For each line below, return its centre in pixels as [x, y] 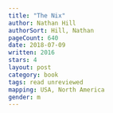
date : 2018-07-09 [37, 45]
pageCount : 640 [33, 38]
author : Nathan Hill [43, 23]
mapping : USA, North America [56, 90]
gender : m [25, 97]
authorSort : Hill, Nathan [51, 30]
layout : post [30, 68]
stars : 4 [23, 60]
